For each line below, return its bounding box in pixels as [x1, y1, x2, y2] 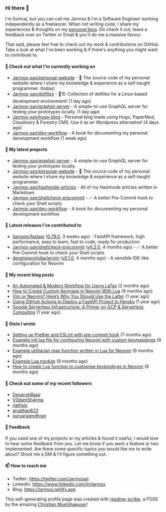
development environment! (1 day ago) [12, 98, 91, 104]
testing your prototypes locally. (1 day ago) [12, 108, 100, 114]
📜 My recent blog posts [5, 271, 54, 277]
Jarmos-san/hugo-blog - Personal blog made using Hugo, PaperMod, [12, 114, 156, 120]
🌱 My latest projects [5, 147, 47, 153]
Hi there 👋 [5, 4, 30, 11]
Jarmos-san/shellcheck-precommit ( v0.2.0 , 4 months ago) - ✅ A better [12, 244, 159, 250]
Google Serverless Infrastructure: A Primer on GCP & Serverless [12, 304, 144, 310]
